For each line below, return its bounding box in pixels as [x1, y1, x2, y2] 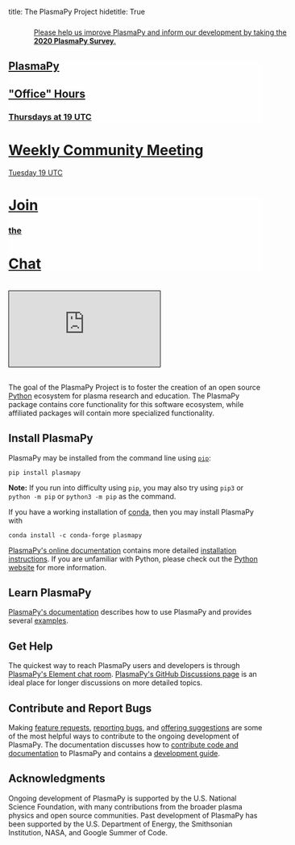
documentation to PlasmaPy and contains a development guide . [8, 748, 220, 758]
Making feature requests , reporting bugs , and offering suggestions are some [8, 722, 263, 732]
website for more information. [8, 562, 107, 572]
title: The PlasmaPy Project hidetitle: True [8, 7, 145, 16]
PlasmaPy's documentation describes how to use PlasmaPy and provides [8, 607, 252, 617]
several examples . [8, 616, 69, 625]
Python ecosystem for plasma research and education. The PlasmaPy [8, 391, 240, 401]
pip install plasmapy [8, 469, 81, 477]
